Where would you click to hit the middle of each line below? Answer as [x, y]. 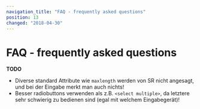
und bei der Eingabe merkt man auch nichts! [69, 87]
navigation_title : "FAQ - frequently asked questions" [76, 12]
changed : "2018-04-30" [34, 23]
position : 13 [22, 17]
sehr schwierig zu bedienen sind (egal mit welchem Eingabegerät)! [97, 100]
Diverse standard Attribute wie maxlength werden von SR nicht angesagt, [104, 81]
